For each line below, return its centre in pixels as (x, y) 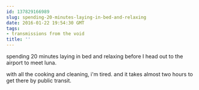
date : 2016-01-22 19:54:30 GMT (45, 23)
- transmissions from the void (45, 34)
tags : (13, 28)
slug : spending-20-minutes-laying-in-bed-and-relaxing (76, 17)
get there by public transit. (39, 80)
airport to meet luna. (32, 63)
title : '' (19, 39)
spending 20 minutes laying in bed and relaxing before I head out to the (95, 56)
